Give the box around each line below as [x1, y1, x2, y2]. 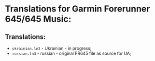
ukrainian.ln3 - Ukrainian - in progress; [12, 46, 92, 51]
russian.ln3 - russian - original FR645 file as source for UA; [12, 50, 131, 56]
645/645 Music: [5, 13, 71, 24]
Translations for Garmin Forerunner [5, 3, 150, 14]
